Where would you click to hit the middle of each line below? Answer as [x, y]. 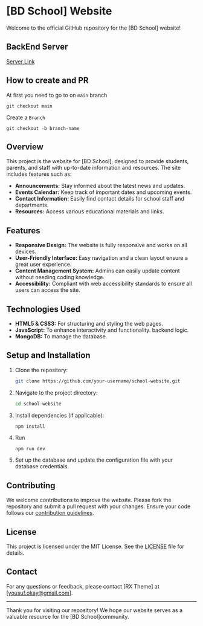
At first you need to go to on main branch [57, 95]
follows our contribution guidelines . [50, 513]
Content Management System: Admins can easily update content [97, 271]
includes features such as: [39, 174]
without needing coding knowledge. [60, 277]
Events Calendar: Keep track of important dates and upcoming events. [103, 192]
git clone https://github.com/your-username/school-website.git [98, 381]
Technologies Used [43, 309]
